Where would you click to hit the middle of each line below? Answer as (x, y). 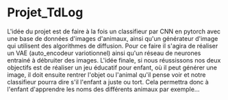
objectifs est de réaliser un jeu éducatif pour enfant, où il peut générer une (112, 67)
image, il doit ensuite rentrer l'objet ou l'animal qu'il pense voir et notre (106, 74)
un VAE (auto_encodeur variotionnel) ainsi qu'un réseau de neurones (104, 53)
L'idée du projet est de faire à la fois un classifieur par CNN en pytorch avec (114, 31)
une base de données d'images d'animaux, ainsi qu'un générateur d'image (113, 38)
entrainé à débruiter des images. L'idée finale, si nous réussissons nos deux (114, 60)
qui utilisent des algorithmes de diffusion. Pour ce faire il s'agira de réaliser (113, 46)
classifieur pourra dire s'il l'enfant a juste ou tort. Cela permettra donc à (108, 82)
